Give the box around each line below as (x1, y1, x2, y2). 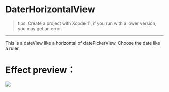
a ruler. (5, 45, 20, 51)
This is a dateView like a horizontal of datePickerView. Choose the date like (5, 40, 160, 46)
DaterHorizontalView (5, 4, 96, 15)
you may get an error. (17, 25, 62, 31)
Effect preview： (5, 64, 76, 76)
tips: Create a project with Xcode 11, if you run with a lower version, (17, 20, 157, 26)
